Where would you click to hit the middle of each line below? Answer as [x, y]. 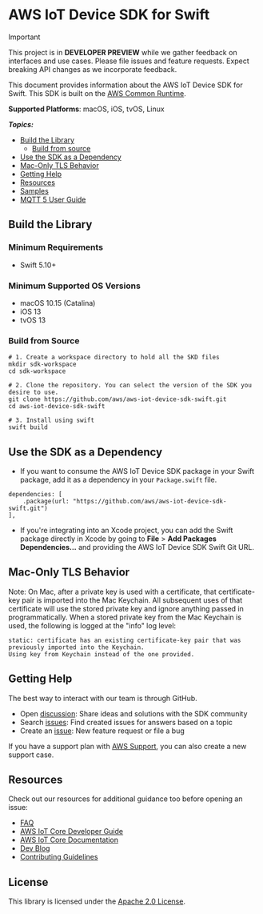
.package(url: [46, 502]
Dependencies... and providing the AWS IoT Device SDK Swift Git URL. [137, 547]
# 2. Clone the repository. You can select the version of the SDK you [130, 386]
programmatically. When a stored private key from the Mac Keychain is [125, 617]
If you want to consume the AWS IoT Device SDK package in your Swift [137, 471]
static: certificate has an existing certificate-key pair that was [125, 640]
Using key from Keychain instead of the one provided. [102, 654]
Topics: [21, 124]
